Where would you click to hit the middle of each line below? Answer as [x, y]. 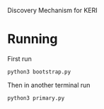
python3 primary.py [36, 98]
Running [33, 39]
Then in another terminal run [49, 85]
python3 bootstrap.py [39, 72]
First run [19, 58]
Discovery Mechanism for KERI [52, 10]
